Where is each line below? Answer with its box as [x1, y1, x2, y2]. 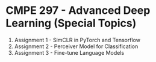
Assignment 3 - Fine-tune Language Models [14, 49, 125, 56]
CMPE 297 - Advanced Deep [5, 4, 151, 17]
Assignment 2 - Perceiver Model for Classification [14, 43, 139, 50]
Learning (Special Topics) [5, 16, 137, 30]
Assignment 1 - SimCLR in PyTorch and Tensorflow [14, 36, 141, 43]
